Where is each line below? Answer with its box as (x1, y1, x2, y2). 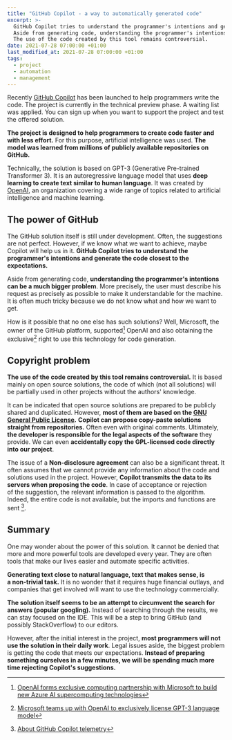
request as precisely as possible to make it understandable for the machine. (7, 290, 223, 298)
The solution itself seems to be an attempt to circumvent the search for (7, 598, 215, 607)
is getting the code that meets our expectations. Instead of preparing (7, 648, 205, 657)
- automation (13, 68, 51, 75)
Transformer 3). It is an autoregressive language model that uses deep (7, 172, 209, 180)
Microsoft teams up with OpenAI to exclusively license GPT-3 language (17, 703, 220, 712)
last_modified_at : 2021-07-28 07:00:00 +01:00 (7, 49, 144, 56)
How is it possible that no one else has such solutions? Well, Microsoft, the (7, 317, 220, 326)
